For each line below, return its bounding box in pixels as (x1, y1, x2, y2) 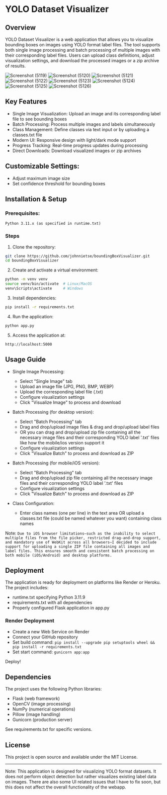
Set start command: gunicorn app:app (12, 649, 90, 655)
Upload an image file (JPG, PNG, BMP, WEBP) (19, 383, 114, 389)
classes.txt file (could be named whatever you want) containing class (19, 515, 162, 521)
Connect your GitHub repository (12, 634, 78, 640)
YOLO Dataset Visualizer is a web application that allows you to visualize (5, 36, 154, 42)
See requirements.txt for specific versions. (5, 726, 92, 732)
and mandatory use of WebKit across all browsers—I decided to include (5, 539, 157, 545)
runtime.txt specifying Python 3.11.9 (12, 594, 85, 600)
